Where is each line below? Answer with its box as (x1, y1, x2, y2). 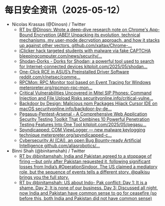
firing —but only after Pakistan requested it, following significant (19, 158, 151, 164)
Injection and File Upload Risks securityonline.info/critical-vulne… (19, 95, 154, 101)
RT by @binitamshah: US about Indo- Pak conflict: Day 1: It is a (19, 179, 147, 185)
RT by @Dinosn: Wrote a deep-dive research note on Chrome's (19, 26, 149, 32)
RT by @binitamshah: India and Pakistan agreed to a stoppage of (19, 153, 152, 159)
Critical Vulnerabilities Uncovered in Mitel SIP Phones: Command (19, 90, 152, 96)
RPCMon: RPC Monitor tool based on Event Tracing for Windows (19, 79, 151, 85)
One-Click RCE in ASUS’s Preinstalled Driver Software (19, 69, 129, 74)
